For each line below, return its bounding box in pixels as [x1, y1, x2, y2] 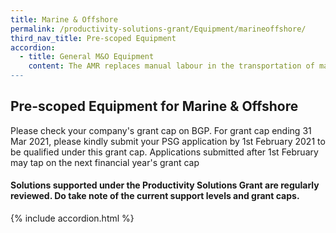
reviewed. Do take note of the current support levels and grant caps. [10, 190, 300, 202]
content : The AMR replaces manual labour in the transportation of [28, 61, 315, 71]
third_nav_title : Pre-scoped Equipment [10, 33, 177, 43]
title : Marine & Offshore [10, 14, 118, 25]
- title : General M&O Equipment [19, 52, 155, 62]
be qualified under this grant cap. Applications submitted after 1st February [10, 146, 319, 158]
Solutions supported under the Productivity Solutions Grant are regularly [10, 179, 320, 191]
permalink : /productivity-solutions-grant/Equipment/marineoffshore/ [10, 24, 307, 34]
